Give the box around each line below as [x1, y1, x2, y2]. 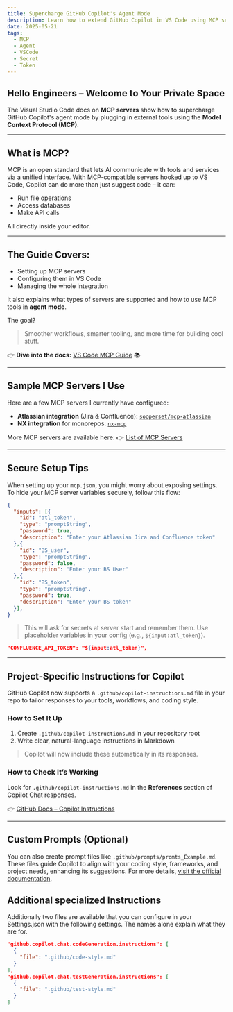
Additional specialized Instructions [7, 894, 162, 906]
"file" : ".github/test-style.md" [19, 986, 116, 993]
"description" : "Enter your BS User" [19, 566, 129, 573]
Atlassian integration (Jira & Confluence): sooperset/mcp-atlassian [17, 412, 212, 420]
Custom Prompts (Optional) [7, 834, 128, 845]
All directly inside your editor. [7, 222, 91, 230]
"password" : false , [19, 559, 76, 566]
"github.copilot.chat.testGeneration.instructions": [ [7, 973, 169, 980]
